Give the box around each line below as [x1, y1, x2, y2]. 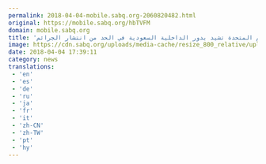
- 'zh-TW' [11, 129, 44, 136]
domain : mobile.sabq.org [8, 26, 90, 34]
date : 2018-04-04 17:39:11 [8, 48, 97, 56]
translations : [8, 63, 55, 71]
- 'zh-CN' [11, 121, 44, 129]
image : [8, 41, 30, 49]
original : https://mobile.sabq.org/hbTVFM [8, 19, 150, 27]
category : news [8, 56, 59, 64]
